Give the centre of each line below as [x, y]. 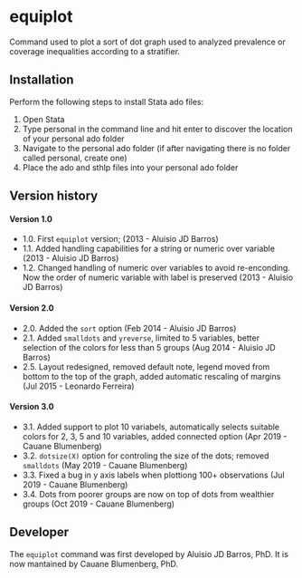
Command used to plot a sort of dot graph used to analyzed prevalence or [148, 42]
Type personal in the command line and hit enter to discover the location [157, 129]
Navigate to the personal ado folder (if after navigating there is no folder [156, 148]
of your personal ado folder [73, 139]
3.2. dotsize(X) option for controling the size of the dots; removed [146, 456]
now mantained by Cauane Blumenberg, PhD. [94, 564]
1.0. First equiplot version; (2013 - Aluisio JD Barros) [120, 239]
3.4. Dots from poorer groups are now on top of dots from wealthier [148, 494]
